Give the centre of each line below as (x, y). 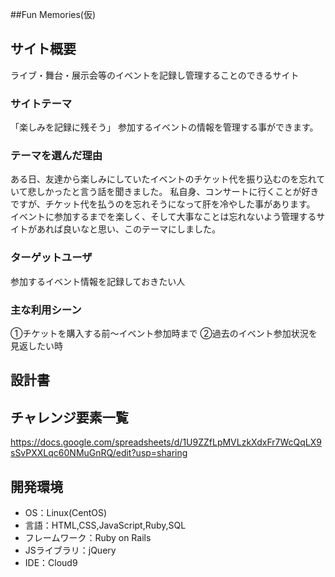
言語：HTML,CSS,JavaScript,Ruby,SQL (105, 525)
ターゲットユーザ (51, 258)
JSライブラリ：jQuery (70, 550)
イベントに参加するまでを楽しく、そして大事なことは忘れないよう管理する (163, 217)
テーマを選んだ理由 (56, 156)
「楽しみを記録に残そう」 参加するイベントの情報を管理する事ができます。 (164, 127)
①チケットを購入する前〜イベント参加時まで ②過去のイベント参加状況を (164, 333)
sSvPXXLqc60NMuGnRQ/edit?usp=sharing (99, 453)
